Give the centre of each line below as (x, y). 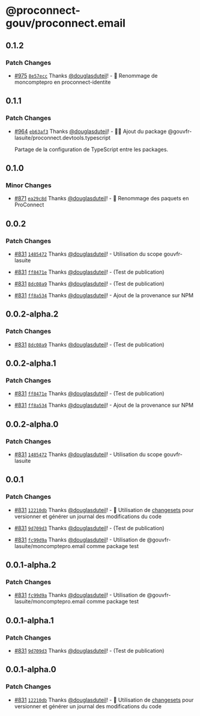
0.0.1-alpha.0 (31, 669)
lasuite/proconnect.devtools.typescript (62, 137)
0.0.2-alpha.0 (32, 424)
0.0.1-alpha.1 (30, 620)
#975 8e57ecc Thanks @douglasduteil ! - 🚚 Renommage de (86, 75)
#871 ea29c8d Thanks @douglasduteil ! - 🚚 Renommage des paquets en (102, 199)
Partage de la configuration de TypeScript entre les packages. (91, 149)
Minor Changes (29, 185)
